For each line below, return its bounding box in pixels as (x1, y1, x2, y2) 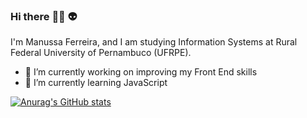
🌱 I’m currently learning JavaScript (24, 77, 168, 89)
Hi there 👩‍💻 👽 (10, 9, 78, 23)
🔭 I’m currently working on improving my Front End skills (24, 66, 258, 78)
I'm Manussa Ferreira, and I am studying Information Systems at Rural (10, 36, 298, 48)
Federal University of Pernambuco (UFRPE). (10, 47, 192, 59)
